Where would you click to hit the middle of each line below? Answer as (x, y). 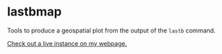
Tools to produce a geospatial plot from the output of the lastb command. (111, 30)
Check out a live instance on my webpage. (67, 43)
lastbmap (34, 12)
